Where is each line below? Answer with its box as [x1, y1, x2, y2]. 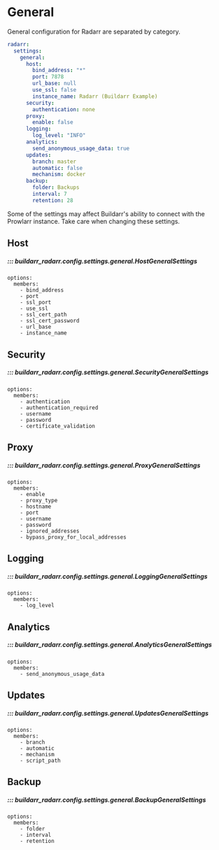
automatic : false [32, 164, 83, 171]
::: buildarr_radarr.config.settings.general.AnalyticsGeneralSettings [7, 641, 212, 649]
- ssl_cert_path [20, 311, 68, 318]
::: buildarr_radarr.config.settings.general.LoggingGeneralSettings [7, 572, 208, 581]
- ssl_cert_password [20, 318, 80, 325]
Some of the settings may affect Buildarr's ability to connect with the [7, 209, 205, 218]
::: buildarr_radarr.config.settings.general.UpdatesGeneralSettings [7, 709, 209, 717]
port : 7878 [32, 73, 64, 80]
